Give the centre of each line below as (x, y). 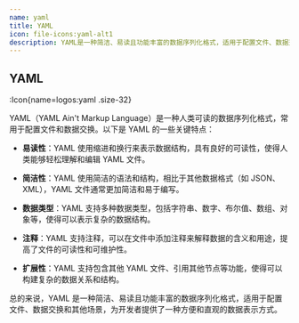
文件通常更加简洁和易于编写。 (129, 190)
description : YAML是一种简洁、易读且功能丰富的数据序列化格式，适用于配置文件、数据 (149, 42)
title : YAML (31, 26)
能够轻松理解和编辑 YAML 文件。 (90, 159)
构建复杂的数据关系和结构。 (73, 279)
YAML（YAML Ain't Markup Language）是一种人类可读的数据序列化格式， (145, 118)
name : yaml (29, 17)
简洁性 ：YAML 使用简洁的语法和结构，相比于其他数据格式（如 (135, 178)
